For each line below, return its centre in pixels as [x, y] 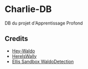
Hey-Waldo [23, 50]
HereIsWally [24, 56]
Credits [16, 39]
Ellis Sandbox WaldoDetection [43, 61]
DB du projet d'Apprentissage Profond [44, 23]
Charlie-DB [28, 9]
